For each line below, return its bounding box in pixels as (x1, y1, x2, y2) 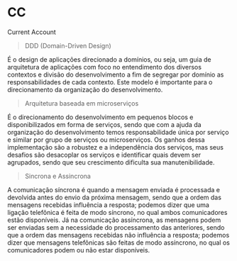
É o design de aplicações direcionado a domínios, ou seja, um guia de (7, 55, 211, 64)
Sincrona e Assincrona (24, 172, 91, 180)
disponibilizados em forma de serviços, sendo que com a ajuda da (7, 120, 202, 128)
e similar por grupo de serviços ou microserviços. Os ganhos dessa (7, 135, 205, 144)
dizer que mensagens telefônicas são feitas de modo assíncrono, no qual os (7, 238, 231, 247)
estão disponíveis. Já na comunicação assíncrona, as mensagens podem (7, 216, 221, 224)
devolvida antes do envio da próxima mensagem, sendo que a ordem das (7, 193, 222, 201)
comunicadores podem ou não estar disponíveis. (7, 245, 150, 254)
